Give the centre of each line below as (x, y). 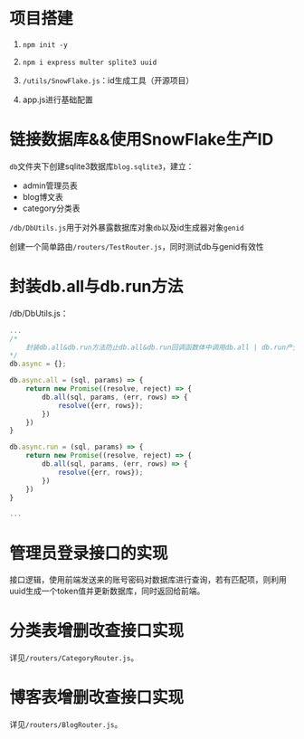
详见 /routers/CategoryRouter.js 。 (74, 658)
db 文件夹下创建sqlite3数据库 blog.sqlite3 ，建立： (102, 166)
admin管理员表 (50, 185)
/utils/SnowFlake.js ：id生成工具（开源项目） (108, 80)
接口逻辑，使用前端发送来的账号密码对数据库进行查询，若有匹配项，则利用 (148, 580)
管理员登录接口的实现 (89, 553)
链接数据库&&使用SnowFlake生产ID (142, 140)
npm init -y (45, 45)
